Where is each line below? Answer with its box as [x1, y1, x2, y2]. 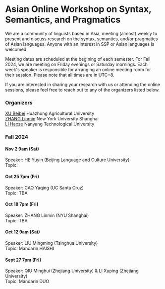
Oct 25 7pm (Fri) [5, 173, 40, 180]
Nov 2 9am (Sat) [5, 146, 40, 152]
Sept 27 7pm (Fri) [5, 257, 41, 263]
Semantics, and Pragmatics [5, 14, 121, 25]
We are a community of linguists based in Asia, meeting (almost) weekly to [5, 30, 158, 36]
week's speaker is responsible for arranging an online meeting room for [5, 66, 151, 73]
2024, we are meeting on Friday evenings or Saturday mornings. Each [5, 61, 148, 67]
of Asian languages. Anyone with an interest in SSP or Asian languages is [5, 41, 155, 47]
